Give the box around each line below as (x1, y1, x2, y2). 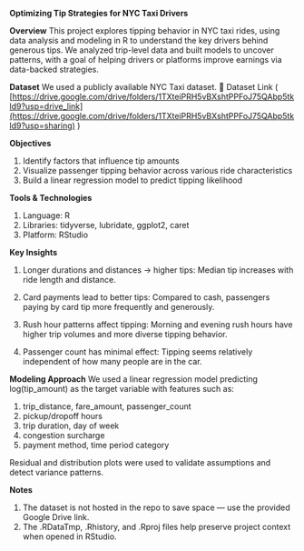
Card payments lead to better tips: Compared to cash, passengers (22, 292, 270, 303)
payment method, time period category (22, 440, 170, 450)
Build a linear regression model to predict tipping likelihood (22, 175, 243, 185)
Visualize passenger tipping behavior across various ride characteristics (22, 165, 293, 175)
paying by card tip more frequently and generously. (22, 302, 215, 312)
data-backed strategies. (9, 64, 100, 75)
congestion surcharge (22, 430, 105, 440)
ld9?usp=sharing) (9, 120, 75, 131)
